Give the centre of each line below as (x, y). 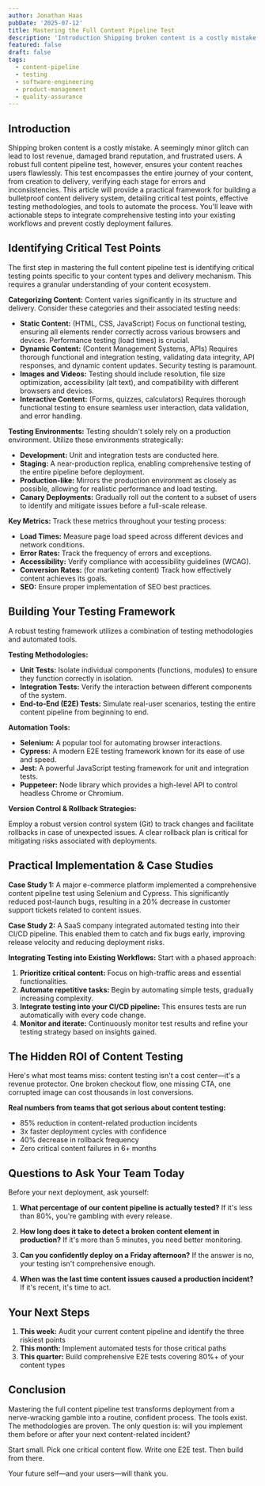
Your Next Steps (49, 1312)
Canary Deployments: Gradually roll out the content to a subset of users (138, 497)
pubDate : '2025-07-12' (45, 23)
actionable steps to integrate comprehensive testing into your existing (122, 215)
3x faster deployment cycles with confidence (93, 1132)
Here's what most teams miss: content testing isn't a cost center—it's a (124, 1076)
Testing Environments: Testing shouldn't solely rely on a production (119, 431)
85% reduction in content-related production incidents (108, 1123)
